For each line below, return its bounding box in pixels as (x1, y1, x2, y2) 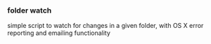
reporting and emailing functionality (7, 29, 111, 37)
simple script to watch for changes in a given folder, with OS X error (7, 22, 204, 30)
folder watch (7, 6, 52, 15)
